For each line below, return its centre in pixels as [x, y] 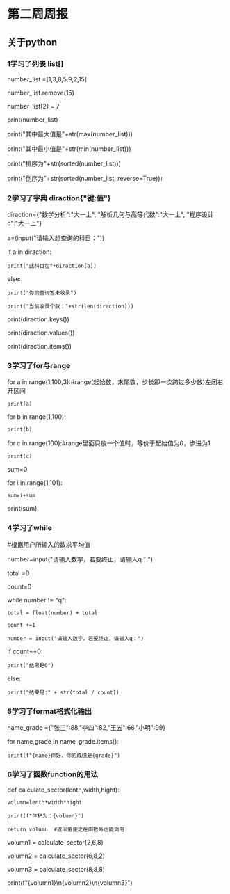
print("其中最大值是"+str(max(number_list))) [70, 134]
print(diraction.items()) [39, 346]
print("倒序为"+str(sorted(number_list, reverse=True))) [85, 178]
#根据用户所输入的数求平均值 [49, 544]
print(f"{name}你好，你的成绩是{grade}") [64, 756]
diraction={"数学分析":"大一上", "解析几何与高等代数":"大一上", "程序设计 [110, 215]
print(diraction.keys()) [38, 319]
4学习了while [30, 528]
